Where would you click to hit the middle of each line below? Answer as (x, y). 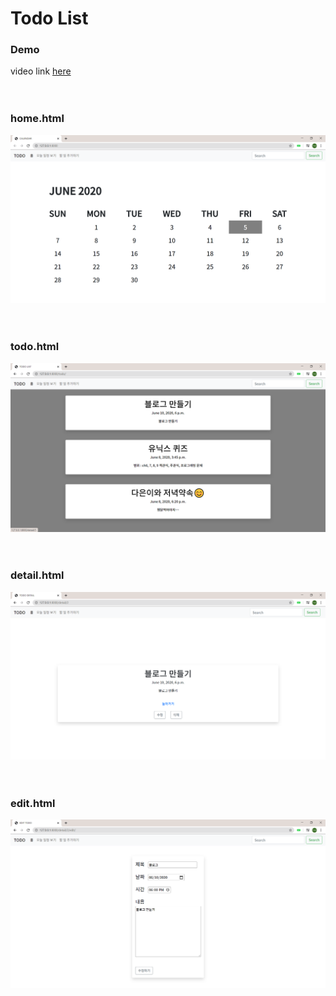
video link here (41, 71)
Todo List (49, 18)
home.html (37, 119)
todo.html (35, 347)
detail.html (37, 575)
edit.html (33, 803)
